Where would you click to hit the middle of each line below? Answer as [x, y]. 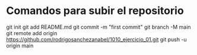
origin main [20, 46]
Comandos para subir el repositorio [95, 11]
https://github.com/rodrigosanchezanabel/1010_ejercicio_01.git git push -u [96, 39]
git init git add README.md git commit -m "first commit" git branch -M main [99, 27]
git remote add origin [32, 33]
